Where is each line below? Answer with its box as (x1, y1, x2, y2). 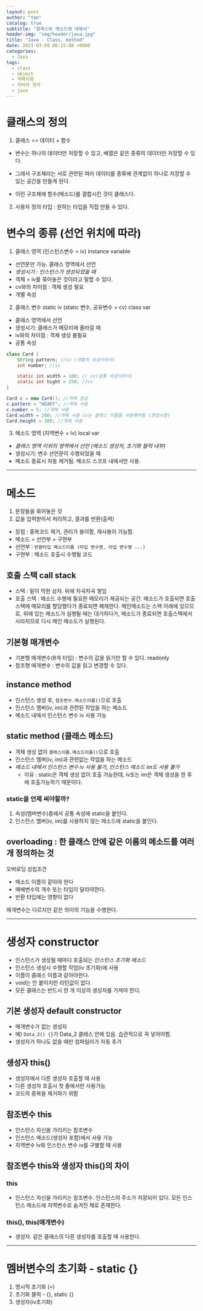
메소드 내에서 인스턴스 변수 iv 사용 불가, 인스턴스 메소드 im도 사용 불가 (14, 763, 180, 771)
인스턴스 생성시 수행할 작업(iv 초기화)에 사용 (14, 963, 119, 971)
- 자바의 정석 (11, 82, 41, 88)
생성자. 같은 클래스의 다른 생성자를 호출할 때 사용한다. (14, 1233, 141, 1240)
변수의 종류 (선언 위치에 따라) (6, 227, 141, 240)
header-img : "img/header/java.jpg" (6, 31, 96, 37)
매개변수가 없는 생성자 (14, 1023, 68, 1031)
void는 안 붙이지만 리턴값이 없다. (14, 979, 92, 986)
